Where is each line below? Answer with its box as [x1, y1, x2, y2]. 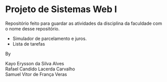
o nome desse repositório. [5, 25, 60, 31]
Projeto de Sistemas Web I [5, 4, 117, 15]
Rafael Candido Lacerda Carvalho [5, 66, 75, 72]
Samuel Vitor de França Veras [5, 71, 67, 77]
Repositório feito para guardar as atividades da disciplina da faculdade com [5, 20, 162, 26]
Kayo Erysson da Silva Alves [5, 60, 65, 66]
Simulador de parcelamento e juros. [12, 35, 87, 42]
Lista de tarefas [12, 40, 45, 47]
